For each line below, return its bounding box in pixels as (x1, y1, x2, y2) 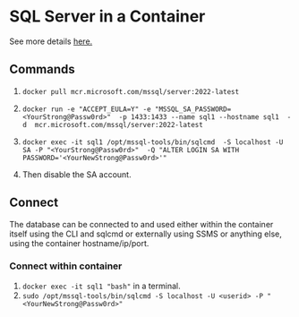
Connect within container (9, 260, 123, 272)
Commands (9, 62, 76, 77)
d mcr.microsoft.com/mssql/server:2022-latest (21, 120, 203, 129)
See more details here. (9, 36, 93, 47)
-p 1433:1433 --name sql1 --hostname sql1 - (118, 112, 292, 122)
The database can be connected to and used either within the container (9, 218, 274, 229)
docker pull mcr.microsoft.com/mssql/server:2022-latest (21, 87, 240, 96)
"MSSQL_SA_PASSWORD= (155, 105, 232, 114)
